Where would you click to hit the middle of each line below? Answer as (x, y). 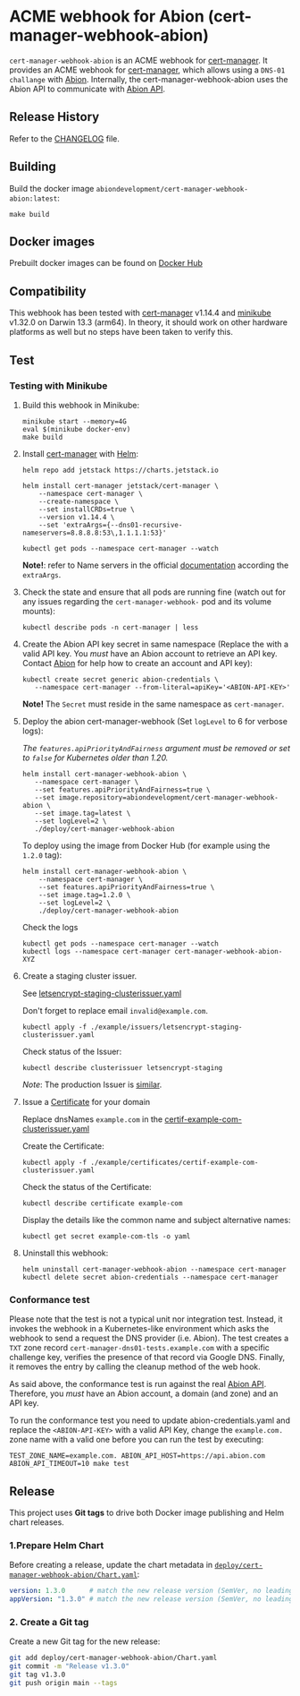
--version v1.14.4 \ (77, 517)
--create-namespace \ (79, 501)
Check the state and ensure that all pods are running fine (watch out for (154, 592)
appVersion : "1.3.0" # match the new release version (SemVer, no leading (151, 1599)
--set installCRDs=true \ (87, 509)
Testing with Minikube (58, 385)
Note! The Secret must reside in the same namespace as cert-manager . (153, 704)
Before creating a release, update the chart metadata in (111, 1565)
